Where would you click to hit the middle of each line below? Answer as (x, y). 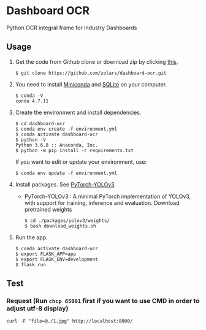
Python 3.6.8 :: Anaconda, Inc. (56, 145)
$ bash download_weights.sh (60, 226)
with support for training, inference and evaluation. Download (102, 202)
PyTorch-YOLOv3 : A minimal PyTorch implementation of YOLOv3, (108, 196)
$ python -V (30, 140)
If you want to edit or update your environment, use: (81, 162)
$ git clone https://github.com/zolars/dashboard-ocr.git (91, 73)
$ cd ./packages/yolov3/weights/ (67, 221)
